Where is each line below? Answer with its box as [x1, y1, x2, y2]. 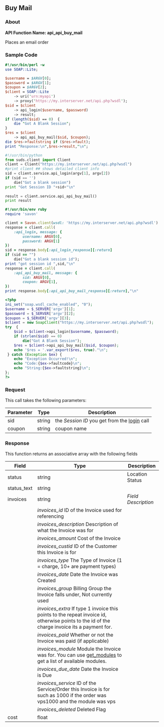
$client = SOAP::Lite [5, 89, 49, 94]
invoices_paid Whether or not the [37, 632, 114, 639]
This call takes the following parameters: [5, 397, 87, 403]
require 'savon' [5, 212, 38, 217]
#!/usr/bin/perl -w [5, 62, 45, 67]
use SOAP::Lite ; [5, 67, 38, 72]
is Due [37, 672, 52, 679]
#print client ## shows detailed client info [5, 166, 99, 172]
